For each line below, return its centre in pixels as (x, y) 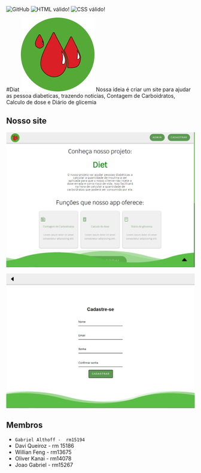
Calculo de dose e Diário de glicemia (51, 102)
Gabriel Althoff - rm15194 (50, 440)
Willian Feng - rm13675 (43, 452)
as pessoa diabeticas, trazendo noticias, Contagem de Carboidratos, (91, 96)
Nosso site (26, 121)
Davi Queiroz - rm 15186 (45, 446)
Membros (25, 425)
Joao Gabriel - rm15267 (44, 465)
